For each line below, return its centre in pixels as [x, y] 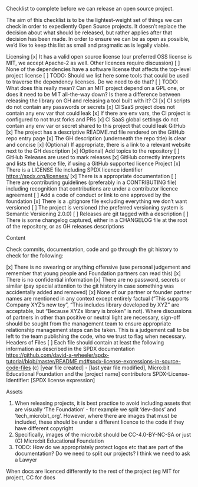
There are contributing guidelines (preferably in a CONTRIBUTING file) [91, 182]
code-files [19, 367]
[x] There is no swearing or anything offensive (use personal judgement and [98, 267]
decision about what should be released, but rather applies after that [89, 33]
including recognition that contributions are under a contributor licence [92, 188]
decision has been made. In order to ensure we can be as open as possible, [98, 39]
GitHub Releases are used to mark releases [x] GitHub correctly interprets [96, 157]
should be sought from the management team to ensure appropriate [89, 324]
